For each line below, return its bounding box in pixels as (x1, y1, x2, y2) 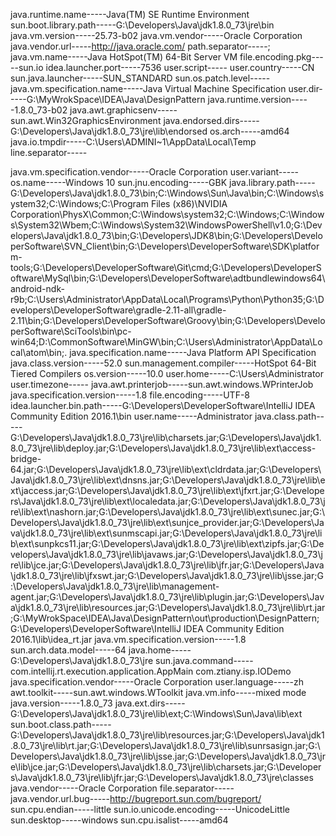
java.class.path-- (254, 410, 325, 422)
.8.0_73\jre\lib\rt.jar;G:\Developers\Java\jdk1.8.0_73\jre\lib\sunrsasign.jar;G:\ (10, 740, 321, 751)
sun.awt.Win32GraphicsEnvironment (10, 115, 162, 126)
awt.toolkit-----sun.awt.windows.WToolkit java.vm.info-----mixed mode (10, 687, 307, 698)
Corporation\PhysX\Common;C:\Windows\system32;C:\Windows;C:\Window (10, 209, 325, 220)
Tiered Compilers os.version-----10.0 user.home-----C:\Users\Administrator (10, 368, 324, 379)
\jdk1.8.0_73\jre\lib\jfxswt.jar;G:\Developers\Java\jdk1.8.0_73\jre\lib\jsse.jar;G (10, 570, 324, 581)
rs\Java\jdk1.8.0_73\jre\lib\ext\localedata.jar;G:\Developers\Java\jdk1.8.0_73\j (10, 495, 326, 507)
